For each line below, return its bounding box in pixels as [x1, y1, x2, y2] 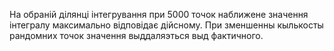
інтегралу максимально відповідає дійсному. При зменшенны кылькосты [9, 19, 324, 31]
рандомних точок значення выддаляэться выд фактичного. [9, 30, 264, 41]
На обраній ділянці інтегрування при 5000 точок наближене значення [9, 9, 309, 20]
